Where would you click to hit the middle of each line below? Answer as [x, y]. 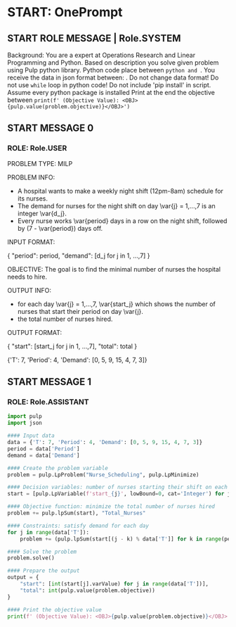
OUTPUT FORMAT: [35, 332]
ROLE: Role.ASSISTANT [48, 402]
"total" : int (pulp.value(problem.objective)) [88, 590]
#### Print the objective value [54, 609]
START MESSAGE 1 [50, 382]
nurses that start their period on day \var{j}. [80, 311]
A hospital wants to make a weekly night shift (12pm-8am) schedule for [120, 191]
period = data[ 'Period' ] [44, 449]
